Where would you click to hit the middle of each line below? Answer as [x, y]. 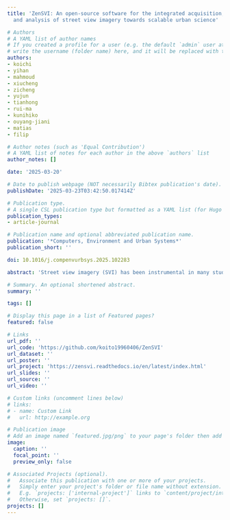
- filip [18, 135]
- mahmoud [21, 77]
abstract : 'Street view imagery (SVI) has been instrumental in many [108, 272]
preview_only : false [42, 462]
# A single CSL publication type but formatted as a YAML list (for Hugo [115, 210]
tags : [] [20, 304]
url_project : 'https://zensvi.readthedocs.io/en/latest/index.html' [107, 367]
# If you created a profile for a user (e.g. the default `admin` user [111, 45]
